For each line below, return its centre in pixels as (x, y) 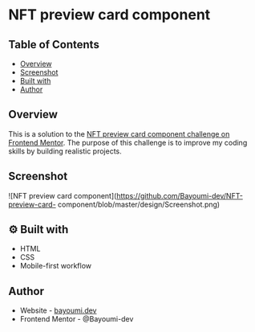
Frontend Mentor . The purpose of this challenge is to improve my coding (128, 142)
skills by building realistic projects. (65, 151)
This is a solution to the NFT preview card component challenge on (119, 133)
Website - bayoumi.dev (58, 310)
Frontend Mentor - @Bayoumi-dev (77, 319)
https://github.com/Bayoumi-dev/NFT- (179, 195)
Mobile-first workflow (56, 266)
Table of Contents (54, 45)
